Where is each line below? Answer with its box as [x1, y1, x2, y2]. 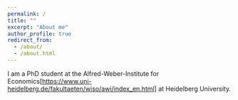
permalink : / [7, 10, 46, 18]
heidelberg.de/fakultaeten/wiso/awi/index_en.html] [7, 84, 157, 93]
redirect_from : [7, 37, 53, 44]
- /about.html [14, 50, 56, 57]
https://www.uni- [41, 77, 92, 85]
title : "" [7, 17, 37, 24]
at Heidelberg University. [157, 84, 232, 93]
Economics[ [7, 77, 43, 85]
